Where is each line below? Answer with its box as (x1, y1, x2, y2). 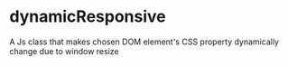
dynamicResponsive (9, 6, 166, 27)
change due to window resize (9, 45, 119, 56)
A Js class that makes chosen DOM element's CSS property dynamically (9, 36, 280, 47)
